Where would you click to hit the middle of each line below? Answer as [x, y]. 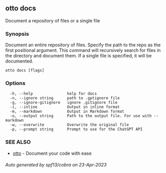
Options [15, 83]
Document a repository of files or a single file [53, 20]
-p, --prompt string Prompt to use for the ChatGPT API [76, 129]
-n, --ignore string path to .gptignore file [65, 98]
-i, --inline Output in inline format [65, 107]
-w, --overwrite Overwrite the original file [69, 125]
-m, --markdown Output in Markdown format [67, 111]
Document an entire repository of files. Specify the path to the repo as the [83, 45]
